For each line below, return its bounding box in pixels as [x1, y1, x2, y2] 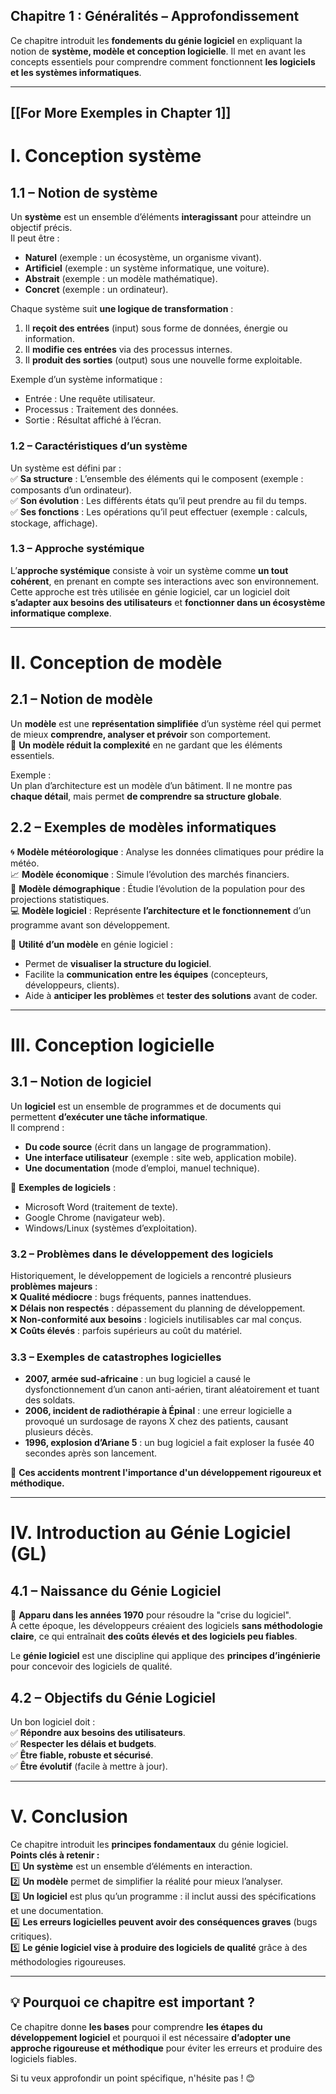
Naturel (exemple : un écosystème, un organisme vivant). [24, 252, 262, 264]
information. [24, 333, 75, 345]
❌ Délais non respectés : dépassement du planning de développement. [10, 1302, 306, 1314]
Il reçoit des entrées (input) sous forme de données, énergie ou [24, 322, 288, 334]
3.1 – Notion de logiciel [10, 1074, 152, 1091]
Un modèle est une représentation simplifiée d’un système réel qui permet [10, 717, 322, 729]
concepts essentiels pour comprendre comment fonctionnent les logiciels [10, 55, 316, 68]
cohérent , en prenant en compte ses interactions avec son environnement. [10, 575, 320, 587]
